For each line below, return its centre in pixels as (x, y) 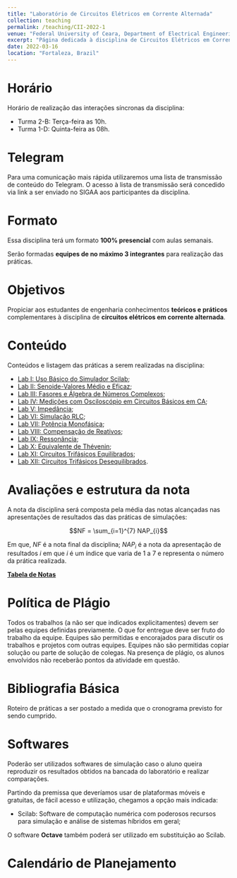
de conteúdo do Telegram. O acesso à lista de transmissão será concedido (116, 184)
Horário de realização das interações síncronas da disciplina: (96, 107)
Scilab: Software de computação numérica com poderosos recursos (117, 814)
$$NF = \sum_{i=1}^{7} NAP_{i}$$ (119, 530)
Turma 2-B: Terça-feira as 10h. (62, 121)
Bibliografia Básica (63, 689)
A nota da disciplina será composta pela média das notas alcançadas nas (114, 509)
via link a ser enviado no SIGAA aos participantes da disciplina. (99, 192)
